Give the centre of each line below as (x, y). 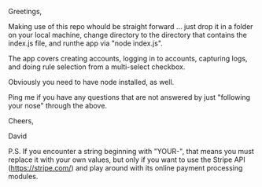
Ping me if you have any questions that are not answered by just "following (129, 97)
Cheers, (21, 121)
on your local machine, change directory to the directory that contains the (128, 35)
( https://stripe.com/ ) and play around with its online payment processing (125, 168)
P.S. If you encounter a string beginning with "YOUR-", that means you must (131, 151)
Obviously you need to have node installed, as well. (91, 82)
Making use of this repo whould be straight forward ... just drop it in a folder (131, 26)
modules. (23, 176)
